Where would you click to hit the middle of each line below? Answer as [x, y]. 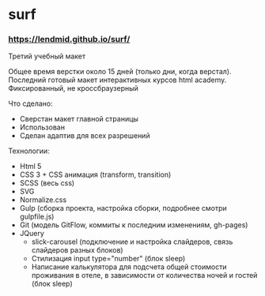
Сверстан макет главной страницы [79, 119]
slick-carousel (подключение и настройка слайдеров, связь [132, 242]
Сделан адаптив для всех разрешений [85, 136]
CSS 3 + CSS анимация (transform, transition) [95, 174]
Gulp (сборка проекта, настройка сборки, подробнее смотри [123, 208]
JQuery [32, 234]
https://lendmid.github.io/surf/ [69, 39]
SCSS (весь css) [47, 183]
